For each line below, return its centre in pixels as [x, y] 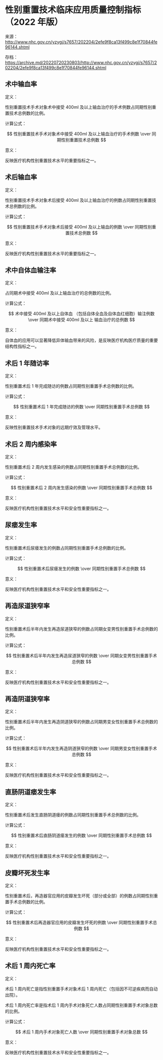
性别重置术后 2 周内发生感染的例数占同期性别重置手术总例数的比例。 [73, 467]
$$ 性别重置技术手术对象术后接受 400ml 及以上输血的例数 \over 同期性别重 [81, 227]
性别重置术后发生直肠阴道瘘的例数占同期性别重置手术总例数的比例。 [73, 815]
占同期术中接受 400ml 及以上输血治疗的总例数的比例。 [59, 293]
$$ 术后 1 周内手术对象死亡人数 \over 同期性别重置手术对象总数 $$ [81, 1032]
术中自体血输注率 [31, 270]
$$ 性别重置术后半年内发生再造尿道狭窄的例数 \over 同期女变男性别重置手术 [81, 655]
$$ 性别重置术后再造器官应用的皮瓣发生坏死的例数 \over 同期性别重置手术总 [81, 923]
